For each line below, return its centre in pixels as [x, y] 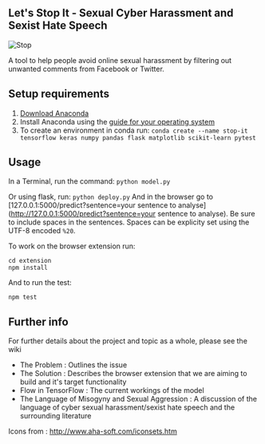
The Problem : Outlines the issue [73, 365]
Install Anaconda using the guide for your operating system [117, 121]
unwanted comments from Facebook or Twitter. [87, 69]
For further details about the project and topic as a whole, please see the [128, 341]
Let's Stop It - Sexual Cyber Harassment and [121, 13]
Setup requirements [59, 94]
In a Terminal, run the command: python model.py [89, 181]
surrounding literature [55, 416]
